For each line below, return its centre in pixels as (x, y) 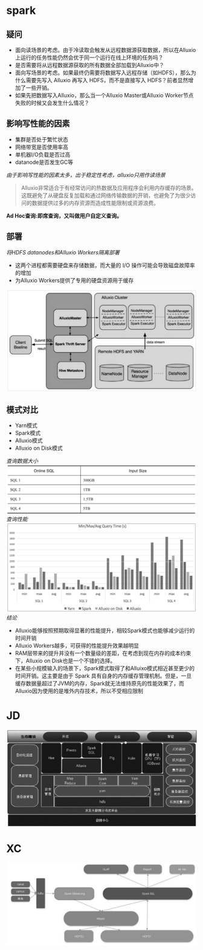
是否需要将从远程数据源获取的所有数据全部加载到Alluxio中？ (89, 65)
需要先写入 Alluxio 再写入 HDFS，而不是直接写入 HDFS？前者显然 (107, 80)
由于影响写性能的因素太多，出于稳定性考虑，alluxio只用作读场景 (86, 175)
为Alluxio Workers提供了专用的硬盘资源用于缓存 (74, 280)
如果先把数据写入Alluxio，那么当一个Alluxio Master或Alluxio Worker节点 (104, 95)
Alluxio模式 (29, 441)
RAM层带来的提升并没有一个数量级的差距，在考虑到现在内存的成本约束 (103, 653)
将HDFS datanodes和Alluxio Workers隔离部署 (63, 252)
